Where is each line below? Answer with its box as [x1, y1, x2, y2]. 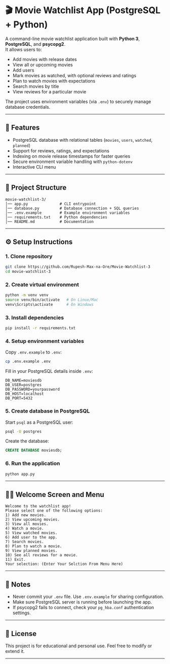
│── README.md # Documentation [5, 219, 94, 224]
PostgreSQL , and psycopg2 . [5, 41, 66, 47]
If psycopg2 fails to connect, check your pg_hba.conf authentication [12, 605, 154, 611]
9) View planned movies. [5, 548, 58, 553]
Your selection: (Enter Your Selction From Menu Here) [5, 561, 123, 567]
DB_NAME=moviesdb [5, 378, 42, 383]
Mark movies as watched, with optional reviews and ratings [12, 72, 137, 78]
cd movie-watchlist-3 [5, 269, 51, 274]
